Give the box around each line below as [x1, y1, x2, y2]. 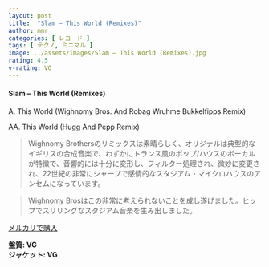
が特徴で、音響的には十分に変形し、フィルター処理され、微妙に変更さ [27, 158, 261, 168]
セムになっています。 [35, 178, 105, 188]
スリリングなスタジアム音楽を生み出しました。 [42, 205, 197, 215]
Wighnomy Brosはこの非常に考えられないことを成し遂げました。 [27, 196, 243, 205]
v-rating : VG [8, 64, 52, 72]
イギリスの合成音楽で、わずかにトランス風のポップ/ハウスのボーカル [27, 148, 255, 158]
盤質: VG [8, 240, 38, 249]
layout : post [8, 11, 52, 20]
